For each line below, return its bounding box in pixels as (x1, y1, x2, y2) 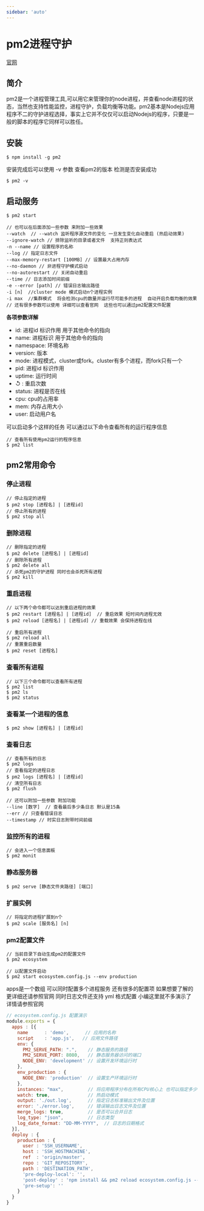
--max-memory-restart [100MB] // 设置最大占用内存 (6, 257, 130, 263)
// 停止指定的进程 (6, 495, 47, 501)
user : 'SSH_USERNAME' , (22, 1143, 83, 1149)
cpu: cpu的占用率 (15, 395, 59, 402)
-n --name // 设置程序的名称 (6, 244, 74, 250)
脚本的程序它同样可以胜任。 (16, 118, 86, 126)
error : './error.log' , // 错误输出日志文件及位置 (17, 1103, 146, 1110)
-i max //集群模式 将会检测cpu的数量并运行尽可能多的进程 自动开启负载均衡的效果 (6, 296, 197, 302)
